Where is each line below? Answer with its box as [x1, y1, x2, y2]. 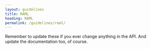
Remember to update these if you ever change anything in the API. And [5, 34, 146, 39]
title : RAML [5, 12, 29, 16]
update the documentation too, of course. [5, 39, 88, 45]
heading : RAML [5, 16, 34, 21]
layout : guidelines [5, 7, 44, 12]
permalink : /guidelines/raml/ [5, 20, 66, 25]
